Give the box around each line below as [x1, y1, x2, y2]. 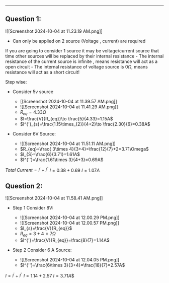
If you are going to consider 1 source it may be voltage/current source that [5, 47, 159, 53]
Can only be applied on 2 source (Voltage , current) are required [12, 38, 146, 44]
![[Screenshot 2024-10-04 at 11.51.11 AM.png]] [20, 140, 116, 147]
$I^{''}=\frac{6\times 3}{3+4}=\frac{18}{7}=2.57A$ [20, 262, 125, 268]
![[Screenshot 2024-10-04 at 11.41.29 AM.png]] [20, 104, 118, 110]
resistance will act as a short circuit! [5, 69, 79, 75]
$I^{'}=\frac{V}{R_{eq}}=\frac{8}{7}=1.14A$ [20, 237, 110, 243]
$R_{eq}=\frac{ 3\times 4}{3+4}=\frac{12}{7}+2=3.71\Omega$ [20, 146, 149, 152]
